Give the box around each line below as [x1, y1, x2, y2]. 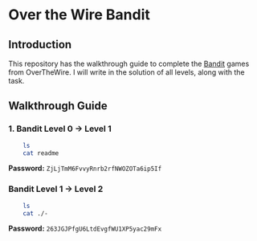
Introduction [8, 38, 72, 51]
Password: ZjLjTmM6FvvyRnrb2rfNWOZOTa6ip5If [8, 163, 162, 174]
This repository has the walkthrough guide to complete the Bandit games [8, 59, 250, 68]
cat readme [22, 149, 59, 157]
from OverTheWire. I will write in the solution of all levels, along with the [8, 67, 245, 77]
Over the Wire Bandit [8, 6, 151, 24]
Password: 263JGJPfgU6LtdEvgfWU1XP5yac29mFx [8, 223, 162, 234]
